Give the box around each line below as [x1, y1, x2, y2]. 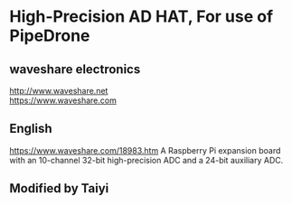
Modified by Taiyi [9, 181, 109, 196]
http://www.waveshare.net [9, 86, 108, 96]
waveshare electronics [9, 61, 141, 77]
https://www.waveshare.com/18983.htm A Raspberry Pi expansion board [9, 144, 281, 155]
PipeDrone [9, 25, 90, 46]
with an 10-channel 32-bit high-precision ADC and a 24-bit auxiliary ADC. [9, 154, 284, 165]
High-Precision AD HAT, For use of [9, 6, 274, 27]
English [9, 121, 52, 136]
